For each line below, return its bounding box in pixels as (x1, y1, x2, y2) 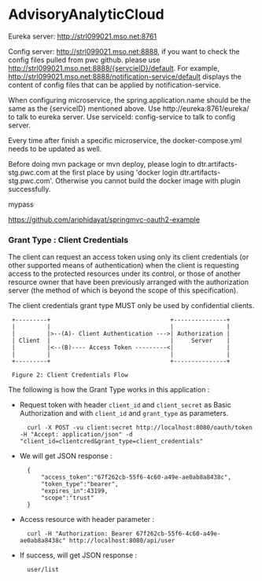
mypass (8, 199, 34, 209)
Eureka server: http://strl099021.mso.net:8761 (8, 31, 157, 41)
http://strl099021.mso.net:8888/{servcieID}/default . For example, (8, 63, 220, 72)
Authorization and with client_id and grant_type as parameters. (19, 409, 229, 418)
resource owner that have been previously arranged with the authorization (8, 278, 249, 287)
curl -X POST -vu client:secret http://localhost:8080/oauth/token (27, 424, 253, 432)
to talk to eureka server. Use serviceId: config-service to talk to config (8, 112, 236, 121)
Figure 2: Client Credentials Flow (11, 371, 128, 379)
